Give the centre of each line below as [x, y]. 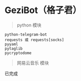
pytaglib [14, 48]
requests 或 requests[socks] [34, 40]
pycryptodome [18, 53]
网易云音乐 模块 [33, 62]
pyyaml [11, 44]
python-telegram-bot [26, 34]
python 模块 [29, 25]
